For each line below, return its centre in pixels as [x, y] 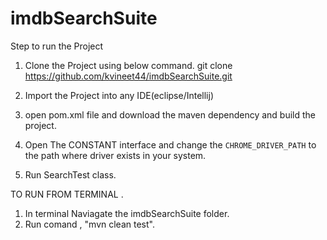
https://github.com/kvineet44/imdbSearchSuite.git [128, 76]
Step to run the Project [57, 46]
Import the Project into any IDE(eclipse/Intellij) [119, 95]
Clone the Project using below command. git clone [128, 65]
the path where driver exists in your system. [115, 155]
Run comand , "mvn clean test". [89, 224]
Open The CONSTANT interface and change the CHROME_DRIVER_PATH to [170, 144]
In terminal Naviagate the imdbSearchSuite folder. [127, 213]
